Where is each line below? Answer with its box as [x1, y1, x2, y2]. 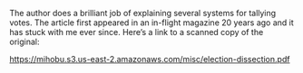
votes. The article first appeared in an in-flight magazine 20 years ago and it [9, 17, 295, 28]
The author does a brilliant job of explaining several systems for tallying [9, 8, 277, 18]
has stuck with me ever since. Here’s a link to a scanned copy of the [9, 27, 264, 37]
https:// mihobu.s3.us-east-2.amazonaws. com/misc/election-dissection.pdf [9, 54, 290, 64]
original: [9, 36, 40, 47]
